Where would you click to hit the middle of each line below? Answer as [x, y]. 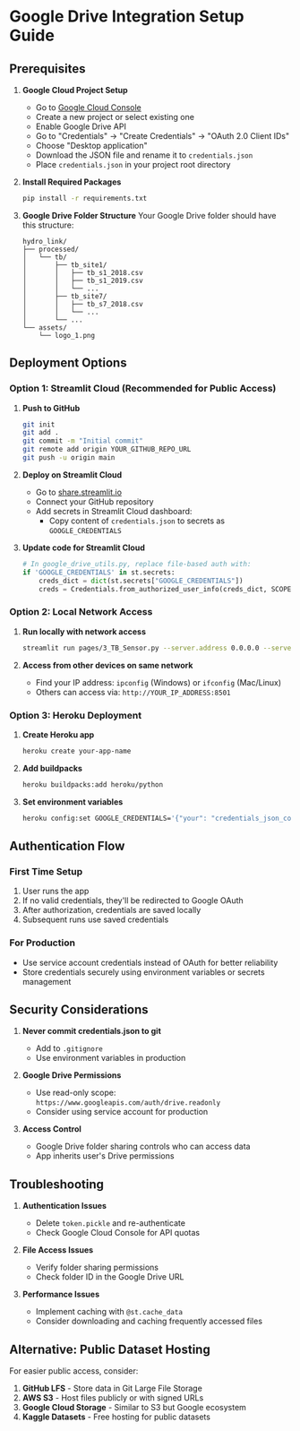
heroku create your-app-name [77, 751]
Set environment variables [73, 802]
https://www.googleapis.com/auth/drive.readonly [128, 1103]
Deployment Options [68, 363]
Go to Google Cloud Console [88, 108]
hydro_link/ [44, 241]
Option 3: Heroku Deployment [75, 715]
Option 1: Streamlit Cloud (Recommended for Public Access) [143, 389]
